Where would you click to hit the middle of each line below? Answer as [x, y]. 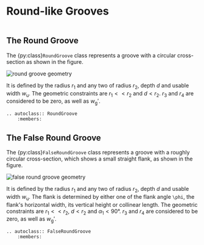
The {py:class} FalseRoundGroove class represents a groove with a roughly [98, 152]
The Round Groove [43, 41]
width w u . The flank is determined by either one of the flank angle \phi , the [100, 197]
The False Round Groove [54, 138]
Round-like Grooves [58, 11]
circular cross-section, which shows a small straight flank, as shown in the [100, 159]
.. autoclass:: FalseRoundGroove [49, 232]
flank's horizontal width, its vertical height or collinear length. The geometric [102, 204]
